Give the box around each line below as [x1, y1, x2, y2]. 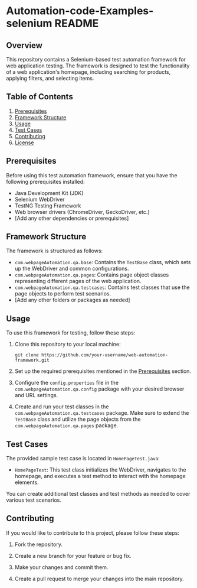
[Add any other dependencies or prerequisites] [14, 215, 129, 222]
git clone [14, 352, 40, 358]
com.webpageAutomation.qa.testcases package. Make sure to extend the [14, 410, 189, 417]
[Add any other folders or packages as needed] [14, 297, 130, 304]
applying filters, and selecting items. [6, 75, 94, 82]
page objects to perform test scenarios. [14, 290, 111, 297]
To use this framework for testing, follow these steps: [6, 329, 136, 336]
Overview [6, 40, 43, 50]
